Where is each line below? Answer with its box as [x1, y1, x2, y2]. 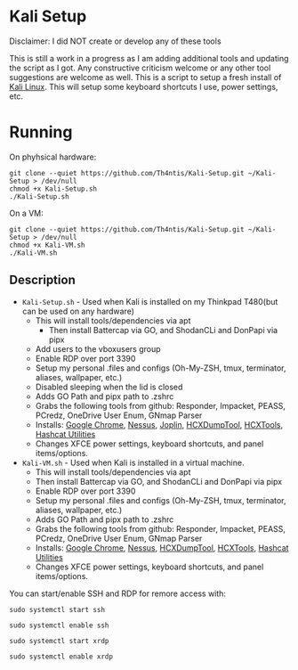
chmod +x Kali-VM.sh [9, 241, 86, 249]
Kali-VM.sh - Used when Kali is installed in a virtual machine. [21, 457, 245, 468]
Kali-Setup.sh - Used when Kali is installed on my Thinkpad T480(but [21, 296, 278, 306]
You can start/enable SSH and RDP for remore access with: [9, 588, 227, 599]
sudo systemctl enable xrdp [9, 652, 114, 661]
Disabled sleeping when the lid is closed [35, 381, 183, 392]
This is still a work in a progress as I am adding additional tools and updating [9, 53, 289, 63]
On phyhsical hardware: [9, 151, 97, 162]
